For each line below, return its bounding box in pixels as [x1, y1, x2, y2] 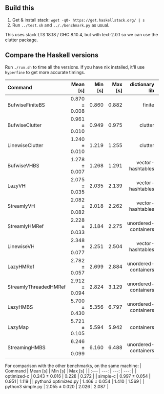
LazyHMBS [7, 303, 33, 310]
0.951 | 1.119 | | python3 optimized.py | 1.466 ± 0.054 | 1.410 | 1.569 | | [5, 378, 144, 384]
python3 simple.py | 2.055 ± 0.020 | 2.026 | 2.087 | [5, 383, 108, 389]
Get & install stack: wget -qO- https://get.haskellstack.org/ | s [12, 17, 145, 23]
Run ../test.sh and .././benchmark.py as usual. [12, 22, 110, 28]
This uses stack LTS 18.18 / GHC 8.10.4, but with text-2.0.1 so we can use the [5, 31, 158, 37]
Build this [5, 4, 34, 12]
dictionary [130, 81, 155, 88]
